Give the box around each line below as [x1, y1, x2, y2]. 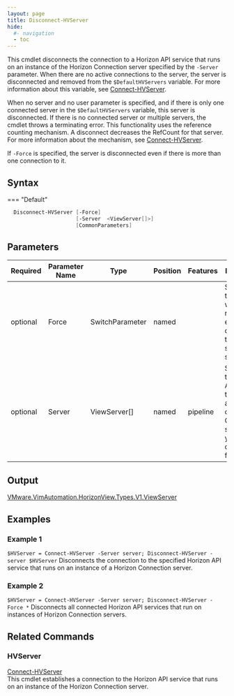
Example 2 [7, 581, 44, 591]
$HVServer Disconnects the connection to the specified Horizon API [29, 556, 221, 564]
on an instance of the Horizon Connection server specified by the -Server [7, 63, 219, 71]
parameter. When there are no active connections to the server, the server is [7, 71, 226, 79]
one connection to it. [7, 156, 67, 165]
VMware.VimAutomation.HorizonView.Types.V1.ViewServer [7, 493, 178, 501]
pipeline [187, 407, 214, 417]
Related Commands [7, 630, 95, 642]
